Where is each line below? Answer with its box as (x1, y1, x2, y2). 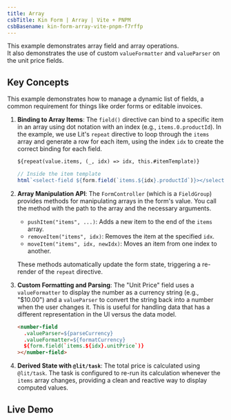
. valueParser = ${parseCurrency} (23, 330, 114, 337)
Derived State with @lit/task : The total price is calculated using (17, 361, 201, 370)
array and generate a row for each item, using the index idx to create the (17, 137, 224, 146)
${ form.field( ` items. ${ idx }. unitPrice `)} (23, 343, 145, 350)
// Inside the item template (17, 170, 101, 178)
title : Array (7, 10, 45, 17)
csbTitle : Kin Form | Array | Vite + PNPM (7, 17, 131, 23)
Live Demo (7, 403, 54, 415)
